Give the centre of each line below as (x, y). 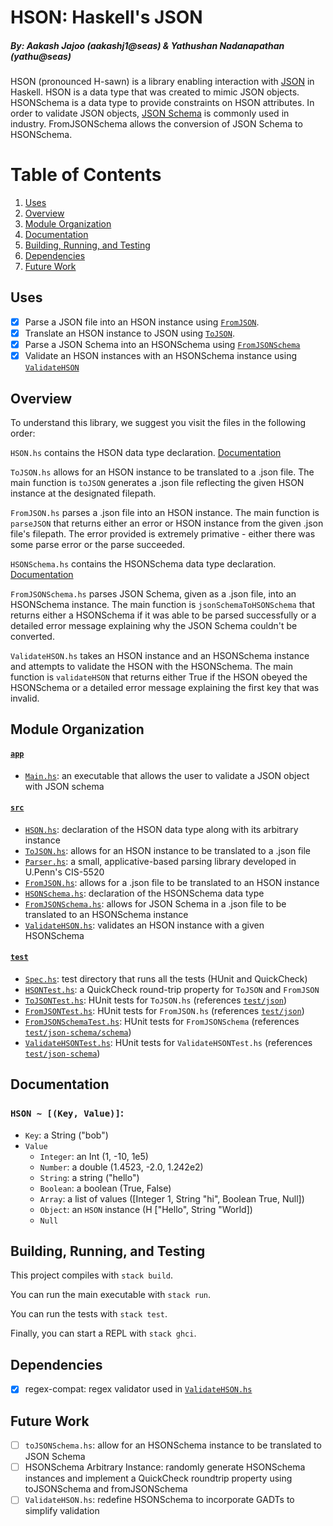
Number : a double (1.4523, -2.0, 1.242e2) (121, 1167)
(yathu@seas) (41, 56)
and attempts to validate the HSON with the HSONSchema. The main (151, 666)
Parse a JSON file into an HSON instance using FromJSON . (142, 322)
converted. (32, 636)
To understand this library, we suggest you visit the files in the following (158, 422)
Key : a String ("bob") (66, 1135)
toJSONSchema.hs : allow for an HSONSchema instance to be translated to (173, 1445)
